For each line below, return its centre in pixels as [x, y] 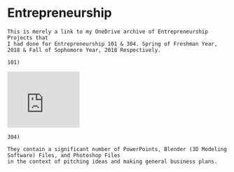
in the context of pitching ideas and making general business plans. [112, 161]
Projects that [28, 38]
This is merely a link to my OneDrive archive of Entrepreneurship [108, 32]
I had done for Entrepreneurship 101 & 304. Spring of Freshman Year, [112, 44]
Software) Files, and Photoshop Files [64, 155]
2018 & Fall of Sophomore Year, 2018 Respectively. [84, 50]
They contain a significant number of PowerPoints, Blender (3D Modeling [117, 149]
